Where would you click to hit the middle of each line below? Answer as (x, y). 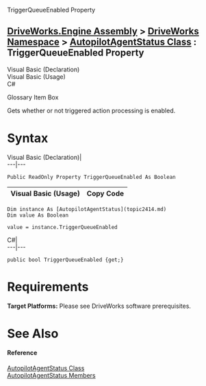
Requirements (48, 287)
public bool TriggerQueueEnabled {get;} (66, 260)
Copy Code (105, 193)
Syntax (28, 138)
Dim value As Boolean (38, 215)
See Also (33, 334)
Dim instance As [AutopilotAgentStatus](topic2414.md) (87, 209)
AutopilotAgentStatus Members (51, 376)
